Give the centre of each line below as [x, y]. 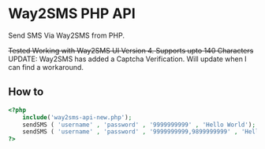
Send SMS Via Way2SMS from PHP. [66, 35]
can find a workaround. [46, 67]
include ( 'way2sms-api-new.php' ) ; [77, 117]
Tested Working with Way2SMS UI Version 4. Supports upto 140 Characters [131, 50]
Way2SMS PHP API [72, 14]
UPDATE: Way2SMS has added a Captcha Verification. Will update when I [127, 59]
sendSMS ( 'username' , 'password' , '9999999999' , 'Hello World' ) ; [139, 125]
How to [26, 92]
